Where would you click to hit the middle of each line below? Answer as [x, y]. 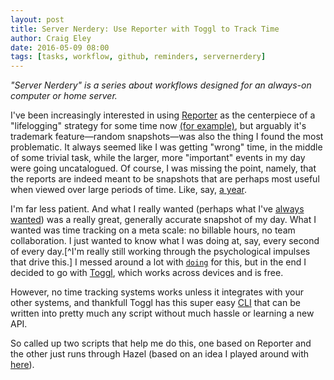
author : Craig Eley [51, 38]
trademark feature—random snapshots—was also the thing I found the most [167, 137]
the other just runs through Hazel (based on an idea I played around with [160, 354]
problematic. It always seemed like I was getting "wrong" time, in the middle [166, 147]
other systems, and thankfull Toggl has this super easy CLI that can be [155, 303]
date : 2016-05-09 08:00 [60, 47]
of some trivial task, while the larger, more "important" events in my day [158, 158]
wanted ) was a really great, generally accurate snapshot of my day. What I [163, 220]
